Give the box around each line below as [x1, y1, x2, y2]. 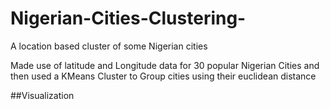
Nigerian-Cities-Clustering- [10, 7, 247, 30]
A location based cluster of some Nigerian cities [10, 40, 208, 52]
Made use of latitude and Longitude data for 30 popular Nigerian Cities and [10, 59, 320, 71]
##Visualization [10, 89, 75, 101]
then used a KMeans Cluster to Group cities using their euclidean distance [10, 70, 317, 82]
